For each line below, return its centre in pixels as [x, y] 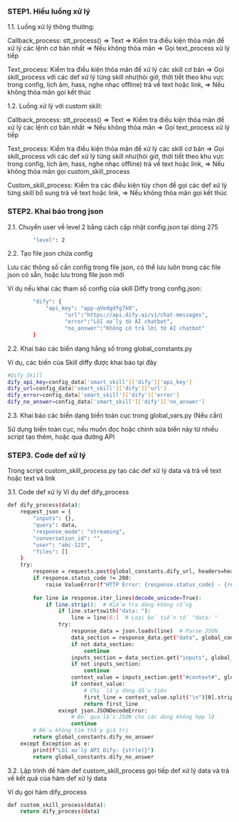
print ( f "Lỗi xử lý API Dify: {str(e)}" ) [94, 750]
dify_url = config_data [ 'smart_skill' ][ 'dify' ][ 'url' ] [87, 389]
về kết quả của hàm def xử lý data [57, 778]
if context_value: [98, 684]
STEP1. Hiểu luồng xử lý [49, 11]
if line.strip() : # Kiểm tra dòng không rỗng [119, 605]
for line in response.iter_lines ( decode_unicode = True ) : [117, 598]
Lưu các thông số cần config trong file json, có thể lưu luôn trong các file [114, 267]
